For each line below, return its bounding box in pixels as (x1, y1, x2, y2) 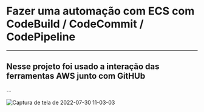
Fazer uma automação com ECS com (6, 4, 195, 18)
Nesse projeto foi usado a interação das (6, 62, 160, 72)
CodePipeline (6, 30, 76, 44)
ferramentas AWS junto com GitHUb (6, 71, 146, 81)
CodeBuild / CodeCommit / (6, 17, 144, 31)
